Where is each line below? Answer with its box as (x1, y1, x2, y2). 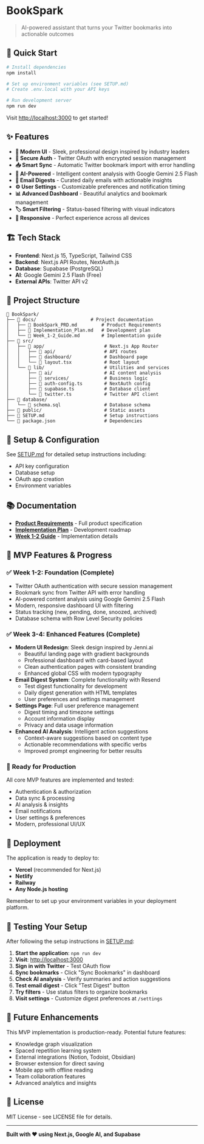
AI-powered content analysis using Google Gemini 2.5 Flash (15, 595, 165, 602)
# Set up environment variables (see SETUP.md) (6, 80, 129, 87)
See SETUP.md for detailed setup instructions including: (6, 451, 147, 458)
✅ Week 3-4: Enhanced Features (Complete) (6, 630, 140, 638)
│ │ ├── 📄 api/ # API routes (6, 348, 137, 355)
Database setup (15, 469, 55, 476)
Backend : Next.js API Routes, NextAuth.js (15, 258, 120, 266)
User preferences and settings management (24, 696, 135, 703)
